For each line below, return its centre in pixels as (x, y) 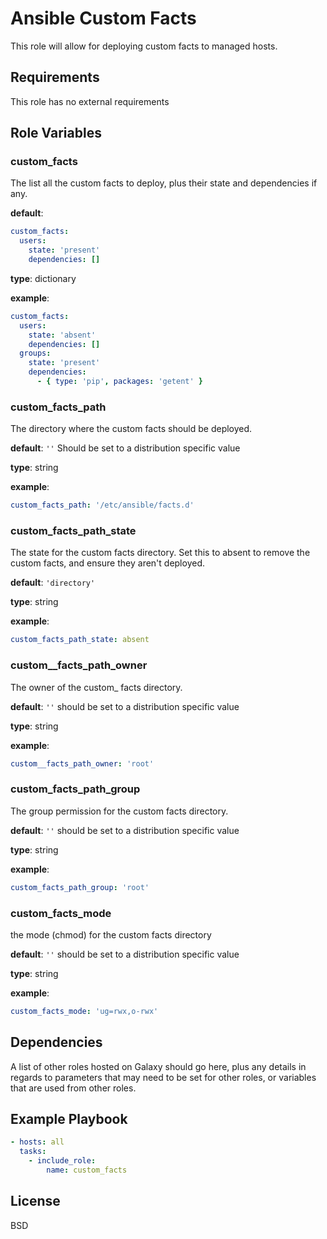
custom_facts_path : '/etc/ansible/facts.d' (102, 505)
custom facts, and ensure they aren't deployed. (107, 563)
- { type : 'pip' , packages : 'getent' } (120, 382)
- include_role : (62, 1161)
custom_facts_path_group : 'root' (80, 887)
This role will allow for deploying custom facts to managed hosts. (144, 46)
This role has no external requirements (90, 101)
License (35, 1201)
